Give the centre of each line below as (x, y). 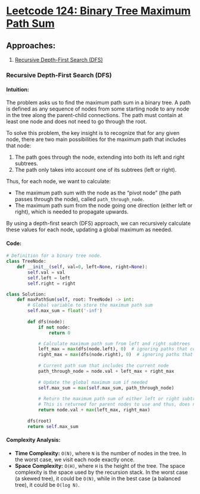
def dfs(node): (46, 322)
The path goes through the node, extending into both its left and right (100, 157)
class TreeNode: (26, 262)
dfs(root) (40, 421)
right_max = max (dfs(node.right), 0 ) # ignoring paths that (115, 355)
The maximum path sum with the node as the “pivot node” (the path (98, 193)
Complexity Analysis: (33, 440)
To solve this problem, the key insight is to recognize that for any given (93, 133)
